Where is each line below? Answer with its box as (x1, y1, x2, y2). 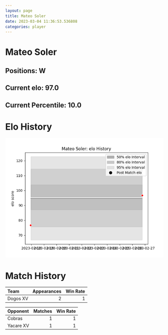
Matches (33, 308, 52, 314)
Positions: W (5, 66, 46, 75)
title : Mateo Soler (5, 13, 46, 19)
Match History (5, 270, 66, 282)
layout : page (5, 8, 33, 13)
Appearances (32, 288, 62, 294)
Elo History (5, 121, 52, 132)
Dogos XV (7, 296, 29, 302)
